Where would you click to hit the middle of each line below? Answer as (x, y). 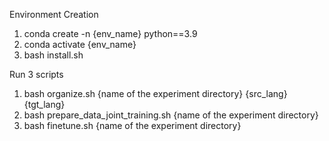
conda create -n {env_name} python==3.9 (110, 33)
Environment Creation (54, 14)
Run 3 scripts (36, 74)
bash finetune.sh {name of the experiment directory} (132, 125)
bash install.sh (53, 55)
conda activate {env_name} (80, 44)
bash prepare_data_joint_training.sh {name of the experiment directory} (171, 115)
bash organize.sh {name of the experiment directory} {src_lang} (155, 93)
